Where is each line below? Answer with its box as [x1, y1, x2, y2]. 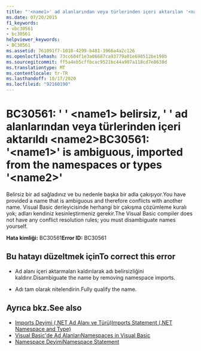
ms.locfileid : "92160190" [6, 82, 71, 88]
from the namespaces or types [6, 158, 163, 172]
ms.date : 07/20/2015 [6, 14, 58, 20]
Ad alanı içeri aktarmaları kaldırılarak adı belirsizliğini [14, 268, 144, 275]
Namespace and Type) [14, 325, 72, 332]
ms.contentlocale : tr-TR [6, 70, 68, 76]
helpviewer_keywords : [6, 37, 60, 43]
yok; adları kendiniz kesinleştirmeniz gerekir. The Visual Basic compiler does [6, 209, 193, 217]
